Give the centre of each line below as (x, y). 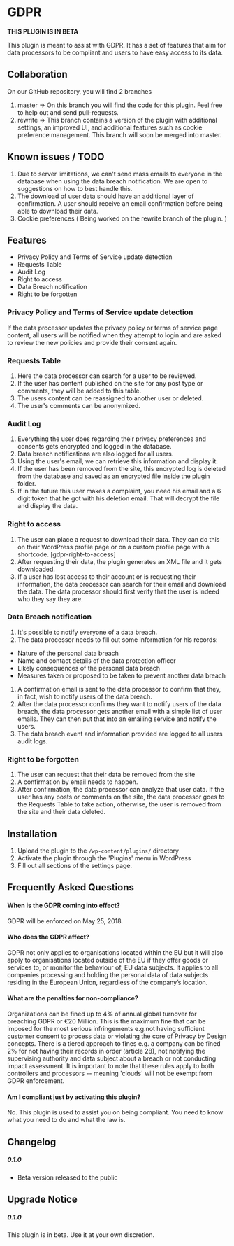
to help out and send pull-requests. (68, 112)
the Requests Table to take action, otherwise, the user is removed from (119, 804)
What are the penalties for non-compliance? (73, 998)
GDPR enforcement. (36, 1080)
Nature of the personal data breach (68, 653)
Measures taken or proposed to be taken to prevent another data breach (121, 675)
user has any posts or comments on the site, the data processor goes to (121, 797)
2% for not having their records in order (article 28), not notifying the (107, 1051)
